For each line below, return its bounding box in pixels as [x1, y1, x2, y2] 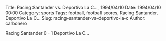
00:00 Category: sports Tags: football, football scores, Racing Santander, [5, 10, 158, 16]
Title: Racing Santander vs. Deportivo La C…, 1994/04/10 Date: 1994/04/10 [5, 5, 161, 10]
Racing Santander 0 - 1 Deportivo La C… [5, 30, 90, 36]
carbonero [5, 20, 27, 26]
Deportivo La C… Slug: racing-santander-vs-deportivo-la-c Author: [5, 15, 146, 21]
